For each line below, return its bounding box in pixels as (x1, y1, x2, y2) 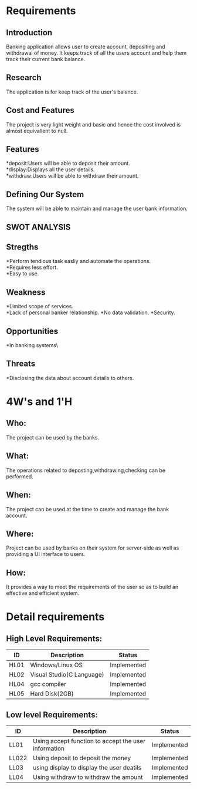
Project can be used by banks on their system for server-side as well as (6, 544, 179, 551)
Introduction (6, 28, 53, 38)
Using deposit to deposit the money (33, 754, 131, 762)
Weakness (6, 287, 46, 297)
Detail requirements (6, 610, 105, 624)
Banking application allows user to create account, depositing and (6, 43, 165, 50)
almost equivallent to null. (6, 127, 68, 134)
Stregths (6, 242, 39, 252)
